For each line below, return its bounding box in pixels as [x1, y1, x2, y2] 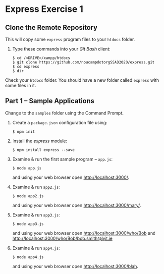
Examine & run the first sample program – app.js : [12, 156, 113, 162]
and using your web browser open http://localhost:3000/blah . [12, 263, 139, 269]
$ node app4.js [12, 254, 44, 260]
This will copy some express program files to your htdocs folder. [5, 36, 135, 42]
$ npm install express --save [12, 147, 75, 152]
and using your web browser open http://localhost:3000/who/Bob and [12, 230, 156, 236]
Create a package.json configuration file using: [12, 119, 108, 125]
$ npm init [12, 129, 35, 134]
